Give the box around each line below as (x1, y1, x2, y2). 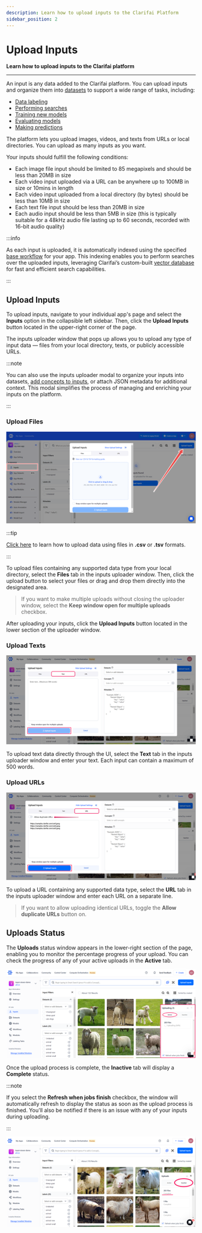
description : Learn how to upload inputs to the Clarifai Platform (6, 10, 179, 16)
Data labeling (14, 98, 48, 106)
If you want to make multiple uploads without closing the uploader (20, 595, 185, 603)
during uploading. (6, 1113, 50, 1120)
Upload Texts (6, 641, 46, 650)
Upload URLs (6, 778, 45, 787)
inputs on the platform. (6, 391, 63, 398)
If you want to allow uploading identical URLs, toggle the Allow (20, 904, 177, 911)
